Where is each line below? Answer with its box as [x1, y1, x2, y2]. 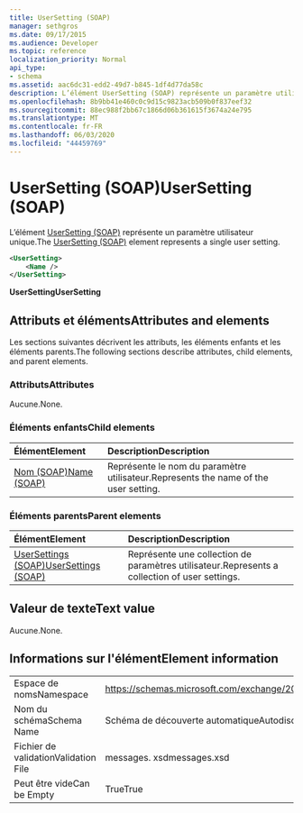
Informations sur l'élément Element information [9, 651, 280, 667]
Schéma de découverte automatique [105, 714, 260, 726]
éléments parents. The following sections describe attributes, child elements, [9, 346, 293, 357]
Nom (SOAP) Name [14, 465, 94, 478]
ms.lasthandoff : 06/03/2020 [9, 131, 115, 140]
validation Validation [14, 751, 96, 763]
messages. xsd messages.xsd [105, 751, 230, 763]
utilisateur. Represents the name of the [106, 470, 269, 483]
